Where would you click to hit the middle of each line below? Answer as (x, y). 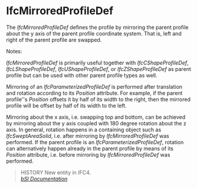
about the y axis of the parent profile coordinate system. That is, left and (94, 33)
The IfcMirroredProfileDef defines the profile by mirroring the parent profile (97, 27)
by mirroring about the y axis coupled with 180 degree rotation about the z (96, 123)
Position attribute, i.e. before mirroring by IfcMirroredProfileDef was (88, 154)
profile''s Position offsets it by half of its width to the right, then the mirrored (98, 99)
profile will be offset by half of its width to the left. (66, 105)
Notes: (14, 51)
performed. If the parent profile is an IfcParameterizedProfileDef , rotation (95, 142)
